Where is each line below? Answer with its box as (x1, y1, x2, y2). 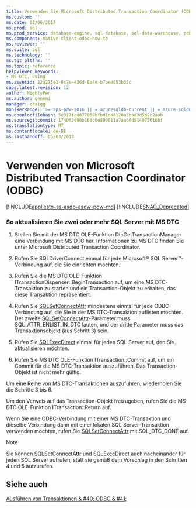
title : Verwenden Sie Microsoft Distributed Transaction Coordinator (6, 8, 179, 15)
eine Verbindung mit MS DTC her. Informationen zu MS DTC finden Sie (14, 237, 184, 244)
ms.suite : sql (6, 47, 41, 53)
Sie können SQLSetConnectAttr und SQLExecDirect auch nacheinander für (6, 450, 185, 457)
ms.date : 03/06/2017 (6, 19, 57, 25)
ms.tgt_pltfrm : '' (6, 57, 51, 63)
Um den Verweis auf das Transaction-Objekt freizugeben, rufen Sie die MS (6, 397, 186, 404)
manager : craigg (6, 101, 45, 107)
